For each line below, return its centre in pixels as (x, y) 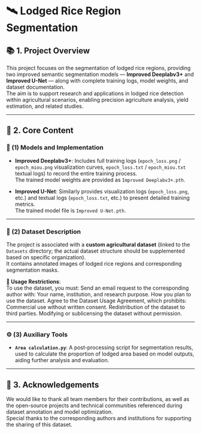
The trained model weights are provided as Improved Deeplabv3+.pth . (100, 180)
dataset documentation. (36, 87)
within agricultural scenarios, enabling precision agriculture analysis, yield (97, 100)
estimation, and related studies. (45, 106)
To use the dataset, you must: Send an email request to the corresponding (98, 288)
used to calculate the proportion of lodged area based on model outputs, (104, 354)
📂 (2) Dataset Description (44, 232)
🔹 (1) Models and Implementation (55, 148)
